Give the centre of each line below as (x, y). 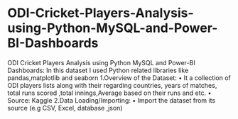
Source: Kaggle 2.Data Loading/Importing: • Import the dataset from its (112, 100)
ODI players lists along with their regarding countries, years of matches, (112, 85)
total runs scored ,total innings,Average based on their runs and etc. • (109, 93)
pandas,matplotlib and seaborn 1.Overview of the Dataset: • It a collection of (119, 78)
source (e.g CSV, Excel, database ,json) (65, 108)
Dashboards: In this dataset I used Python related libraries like (98, 70)
